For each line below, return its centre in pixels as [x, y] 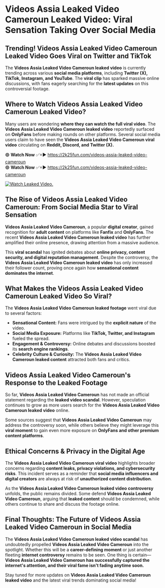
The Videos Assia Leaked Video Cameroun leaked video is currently [76, 68]
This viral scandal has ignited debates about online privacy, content [75, 252]
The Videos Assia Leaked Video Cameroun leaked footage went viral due [81, 308]
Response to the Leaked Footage [56, 383]
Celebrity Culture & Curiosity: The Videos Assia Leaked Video [77, 354]
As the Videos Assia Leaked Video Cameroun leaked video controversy [79, 488]
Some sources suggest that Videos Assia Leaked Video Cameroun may [78, 420]
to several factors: [23, 313]
